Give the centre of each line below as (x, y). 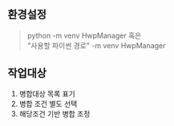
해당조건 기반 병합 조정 (55, 114)
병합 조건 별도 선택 (48, 104)
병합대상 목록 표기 (47, 94)
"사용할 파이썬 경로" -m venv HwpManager (96, 45)
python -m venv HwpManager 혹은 (84, 35)
